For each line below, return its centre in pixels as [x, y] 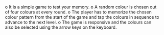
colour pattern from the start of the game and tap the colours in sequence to [82, 17]
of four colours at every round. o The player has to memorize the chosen [78, 12]
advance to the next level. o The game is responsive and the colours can [78, 22]
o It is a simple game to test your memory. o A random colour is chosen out [81, 7]
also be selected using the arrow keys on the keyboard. [61, 27]
